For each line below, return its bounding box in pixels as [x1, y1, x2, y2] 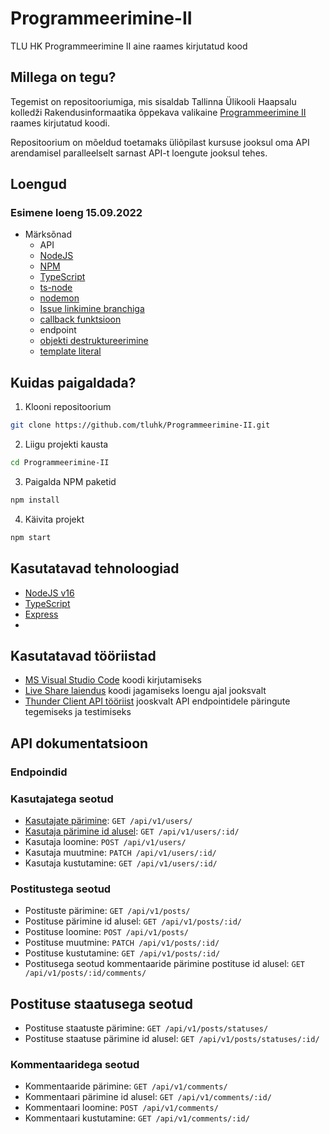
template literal [39, 345, 102, 357]
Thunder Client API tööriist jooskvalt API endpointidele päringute [24, 695, 291, 707]
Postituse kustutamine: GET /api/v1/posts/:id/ [24, 947, 221, 959]
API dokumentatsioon [10, 735, 149, 752]
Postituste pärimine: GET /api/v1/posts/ [24, 905, 191, 917]
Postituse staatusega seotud [10, 995, 194, 1012]
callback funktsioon [39, 313, 122, 326]
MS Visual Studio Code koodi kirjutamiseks [24, 674, 202, 686]
